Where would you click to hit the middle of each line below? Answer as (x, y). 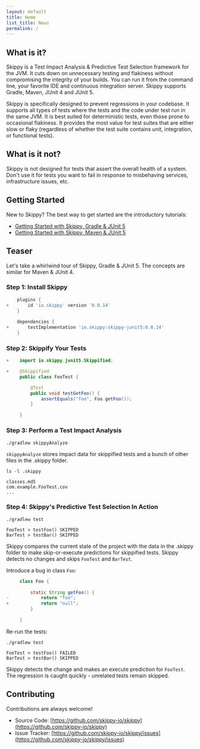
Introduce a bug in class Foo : (41, 570)
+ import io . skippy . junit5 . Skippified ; (60, 361)
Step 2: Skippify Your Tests (46, 348)
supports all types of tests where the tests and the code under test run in (96, 110)
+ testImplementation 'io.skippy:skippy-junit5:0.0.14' (85, 328)
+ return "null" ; (42, 603)
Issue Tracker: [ (34, 733)
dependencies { (36, 322)
